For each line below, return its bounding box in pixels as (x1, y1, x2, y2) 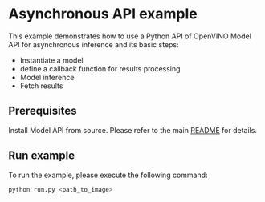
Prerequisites (8, 104, 77, 118)
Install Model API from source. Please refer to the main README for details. (8, 125, 257, 135)
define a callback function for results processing (19, 63, 181, 73)
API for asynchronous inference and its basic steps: (8, 39, 179, 49)
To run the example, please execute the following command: (8, 170, 208, 180)
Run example (8, 149, 75, 163)
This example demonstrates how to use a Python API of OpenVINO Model (8, 31, 251, 41)
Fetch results (19, 81, 63, 91)
